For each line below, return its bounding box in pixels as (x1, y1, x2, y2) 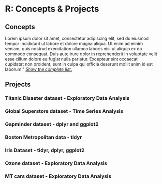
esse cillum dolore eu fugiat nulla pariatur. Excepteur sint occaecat (5, 56, 138, 61)
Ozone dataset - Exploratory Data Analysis (5, 160, 107, 167)
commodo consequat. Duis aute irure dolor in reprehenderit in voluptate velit (5, 51, 157, 57)
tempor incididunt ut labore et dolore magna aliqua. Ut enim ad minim (5, 41, 143, 46)
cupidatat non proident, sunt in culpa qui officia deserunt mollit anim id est (5, 61, 153, 67)
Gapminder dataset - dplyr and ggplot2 (5, 121, 99, 128)
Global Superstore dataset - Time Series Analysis (5, 108, 123, 115)
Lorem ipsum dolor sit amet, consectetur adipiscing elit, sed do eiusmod (5, 35, 149, 41)
